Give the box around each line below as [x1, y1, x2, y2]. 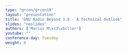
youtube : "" [5, 31, 31, 36]
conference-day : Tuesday [5, 36, 58, 41]
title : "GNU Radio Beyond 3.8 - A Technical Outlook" [5, 17, 123, 22]
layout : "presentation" [5, 12, 56, 17]
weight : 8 [5, 40, 27, 45]
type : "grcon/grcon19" [5, 7, 54, 13]
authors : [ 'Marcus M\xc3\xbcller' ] [5, 26, 81, 31]
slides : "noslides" [5, 21, 47, 27]
